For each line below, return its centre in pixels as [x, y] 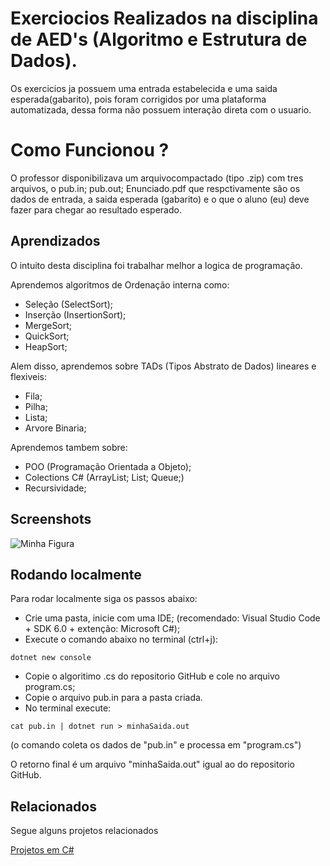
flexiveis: [29, 376]
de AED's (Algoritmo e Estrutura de [159, 39]
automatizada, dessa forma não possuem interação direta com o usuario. [161, 109]
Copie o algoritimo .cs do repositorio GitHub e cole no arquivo [152, 676]
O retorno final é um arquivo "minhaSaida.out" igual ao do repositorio [152, 764]
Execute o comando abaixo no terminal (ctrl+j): [121, 639]
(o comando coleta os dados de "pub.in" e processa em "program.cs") [156, 745]
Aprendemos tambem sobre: [69, 447]
